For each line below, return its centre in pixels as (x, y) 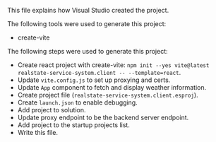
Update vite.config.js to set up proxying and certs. (94, 80)
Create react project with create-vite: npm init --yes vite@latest (113, 65)
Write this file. (38, 132)
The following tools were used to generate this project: (87, 24)
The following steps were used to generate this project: (88, 51)
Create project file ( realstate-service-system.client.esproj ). (108, 95)
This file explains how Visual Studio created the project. (88, 10)
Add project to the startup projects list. (74, 125)
